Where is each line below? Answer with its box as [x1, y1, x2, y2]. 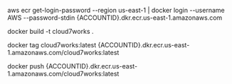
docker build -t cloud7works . [7, 28, 94, 35]
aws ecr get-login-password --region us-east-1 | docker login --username [7, 6, 226, 14]
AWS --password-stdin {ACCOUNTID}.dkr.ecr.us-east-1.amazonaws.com [7, 13, 223, 22]
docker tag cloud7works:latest [7, 41, 97, 49]
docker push [7, 62, 45, 70]
